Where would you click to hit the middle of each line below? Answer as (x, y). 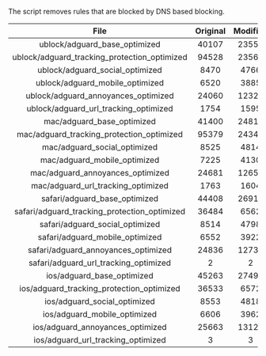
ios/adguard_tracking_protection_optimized (100, 288)
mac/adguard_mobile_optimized (100, 160)
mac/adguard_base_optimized (100, 121)
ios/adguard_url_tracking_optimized (100, 340)
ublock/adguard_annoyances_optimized (100, 96)
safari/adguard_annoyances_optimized (100, 250)
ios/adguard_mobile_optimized (99, 314)
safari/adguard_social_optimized (100, 224)
